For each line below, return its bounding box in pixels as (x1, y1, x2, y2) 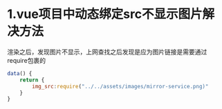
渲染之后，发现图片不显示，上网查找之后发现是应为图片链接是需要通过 (7, 48, 207, 56)
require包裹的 (7, 56, 46, 64)
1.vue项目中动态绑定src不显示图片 (7, 6, 203, 22)
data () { (7, 70, 33, 77)
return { (19, 77, 45, 83)
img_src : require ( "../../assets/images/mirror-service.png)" (32, 83, 209, 90)
